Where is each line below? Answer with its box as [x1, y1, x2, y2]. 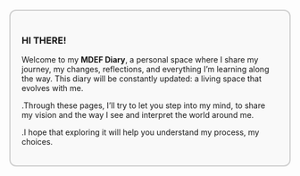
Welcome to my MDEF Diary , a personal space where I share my [21, 54, 259, 65]
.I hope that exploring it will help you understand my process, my [21, 127, 260, 138]
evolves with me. [21, 83, 84, 94]
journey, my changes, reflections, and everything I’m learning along [21, 64, 270, 75]
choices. [21, 137, 54, 147]
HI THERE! [21, 34, 67, 46]
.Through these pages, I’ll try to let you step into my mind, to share [21, 100, 266, 111]
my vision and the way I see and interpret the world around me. [21, 110, 254, 121]
